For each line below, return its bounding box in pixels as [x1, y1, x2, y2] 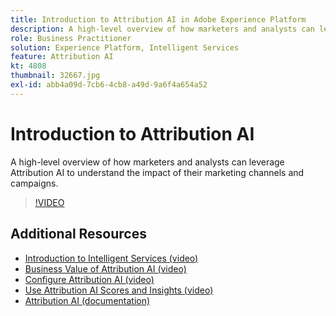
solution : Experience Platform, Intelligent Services [10, 42, 240, 53]
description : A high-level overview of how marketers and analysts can [10, 24, 315, 34]
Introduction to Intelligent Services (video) [24, 252, 199, 264]
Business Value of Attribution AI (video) [24, 262, 187, 275]
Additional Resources [10, 226, 147, 243]
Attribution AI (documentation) [24, 294, 151, 306]
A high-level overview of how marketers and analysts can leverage [10, 156, 285, 168]
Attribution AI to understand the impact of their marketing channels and [10, 166, 305, 178]
